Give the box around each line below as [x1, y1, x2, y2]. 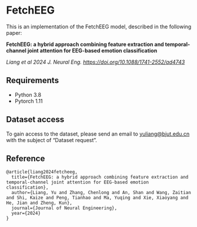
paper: [6, 29, 22, 36]
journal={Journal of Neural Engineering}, [11, 205, 117, 211]
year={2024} [11, 210, 41, 216]
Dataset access [6, 114, 65, 124]
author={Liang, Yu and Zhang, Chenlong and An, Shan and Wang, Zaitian [11, 190, 192, 196]
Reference [6, 153, 45, 163]
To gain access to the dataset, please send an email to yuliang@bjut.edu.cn [6, 130, 190, 137]
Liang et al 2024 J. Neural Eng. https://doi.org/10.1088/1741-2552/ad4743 [6, 58, 185, 65]
